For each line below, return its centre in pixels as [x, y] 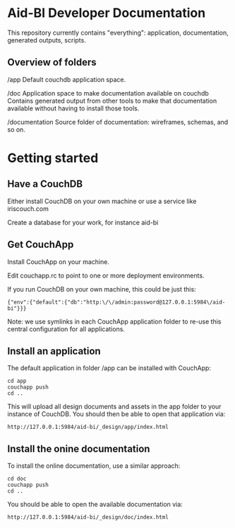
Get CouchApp [41, 245]
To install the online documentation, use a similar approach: [94, 466]
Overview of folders [52, 63]
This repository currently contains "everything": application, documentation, [118, 33]
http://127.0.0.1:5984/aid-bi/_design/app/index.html [88, 427]
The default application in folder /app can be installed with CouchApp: [109, 368]
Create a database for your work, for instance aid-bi [83, 222]
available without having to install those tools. [73, 108]
